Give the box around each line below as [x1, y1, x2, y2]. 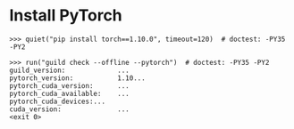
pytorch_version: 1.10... [9, 73, 146, 83]
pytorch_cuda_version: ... [9, 81, 130, 90]
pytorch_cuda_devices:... [9, 97, 105, 106]
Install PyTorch [9, 5, 122, 26]
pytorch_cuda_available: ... [9, 89, 130, 98]
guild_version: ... [9, 66, 130, 75]
